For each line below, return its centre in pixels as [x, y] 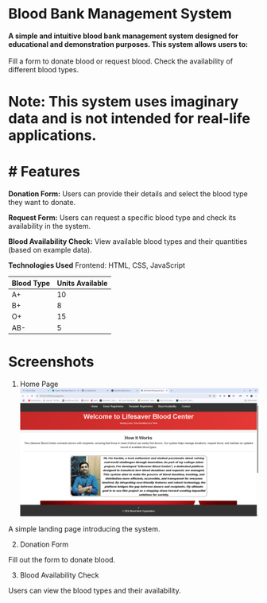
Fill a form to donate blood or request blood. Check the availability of [120, 61]
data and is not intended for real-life [130, 119]
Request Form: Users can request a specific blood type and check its [122, 218]
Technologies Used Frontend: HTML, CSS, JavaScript [97, 265]
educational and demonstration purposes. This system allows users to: [128, 44]
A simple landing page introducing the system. [84, 528]
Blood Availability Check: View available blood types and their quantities [128, 242]
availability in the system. [50, 226]
